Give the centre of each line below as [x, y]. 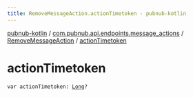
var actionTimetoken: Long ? [48, 87]
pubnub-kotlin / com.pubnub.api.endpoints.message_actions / [95, 33]
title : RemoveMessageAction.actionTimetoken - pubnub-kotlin [97, 13]
